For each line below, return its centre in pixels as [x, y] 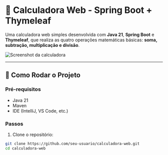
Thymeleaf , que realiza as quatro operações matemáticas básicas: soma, [81, 40]
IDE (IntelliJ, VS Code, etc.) [40, 111]
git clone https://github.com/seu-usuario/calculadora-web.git [72, 144]
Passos [14, 124]
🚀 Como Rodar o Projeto [43, 75]
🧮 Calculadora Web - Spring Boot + [79, 10]
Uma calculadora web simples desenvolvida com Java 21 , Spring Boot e [80, 34]
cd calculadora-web [25, 148]
